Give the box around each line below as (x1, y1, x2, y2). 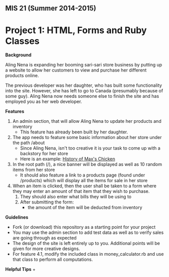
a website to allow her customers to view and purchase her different (5, 67, 147, 73)
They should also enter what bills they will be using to (20, 194, 132, 200)
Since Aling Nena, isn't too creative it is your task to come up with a (20, 145, 160, 151)
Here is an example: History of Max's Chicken (20, 156, 115, 162)
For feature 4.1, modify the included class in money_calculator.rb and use (12, 251, 164, 257)
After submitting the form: (20, 199, 74, 205)
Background (5, 52, 32, 58)
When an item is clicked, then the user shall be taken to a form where (12, 183, 157, 189)
